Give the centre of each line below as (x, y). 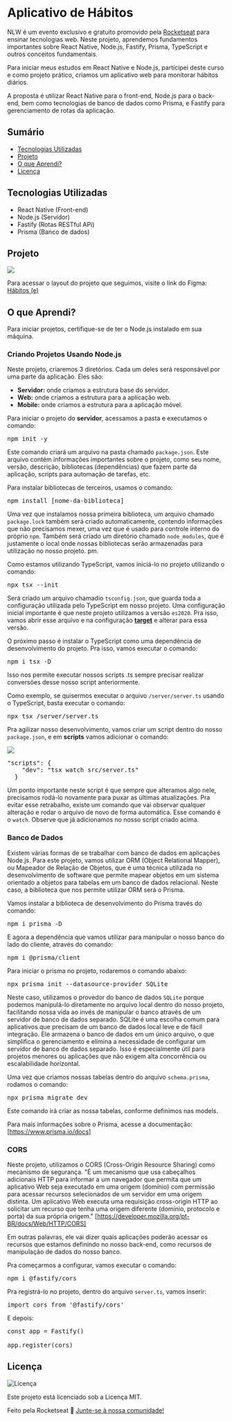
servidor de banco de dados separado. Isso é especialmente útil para (106, 1049)
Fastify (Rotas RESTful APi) (56, 224)
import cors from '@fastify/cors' (66, 1305)
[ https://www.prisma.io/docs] (49, 1131)
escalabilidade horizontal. (44, 1063)
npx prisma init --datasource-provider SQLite (88, 984)
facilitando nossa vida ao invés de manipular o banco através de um (104, 1012)
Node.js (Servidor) (44, 217)
